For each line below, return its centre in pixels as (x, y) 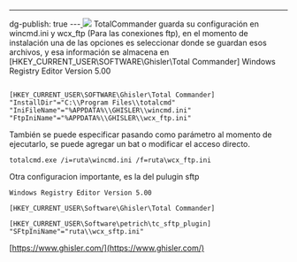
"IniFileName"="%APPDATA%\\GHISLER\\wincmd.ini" (100, 111)
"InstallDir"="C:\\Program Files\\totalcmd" (92, 103)
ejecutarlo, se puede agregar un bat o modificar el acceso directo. (129, 144)
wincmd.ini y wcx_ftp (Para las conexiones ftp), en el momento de (129, 33)
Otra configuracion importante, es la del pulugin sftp (104, 177)
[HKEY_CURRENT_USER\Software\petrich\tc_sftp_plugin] (110, 224)
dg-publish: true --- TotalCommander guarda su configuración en (134, 24)
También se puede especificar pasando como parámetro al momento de (141, 135)
